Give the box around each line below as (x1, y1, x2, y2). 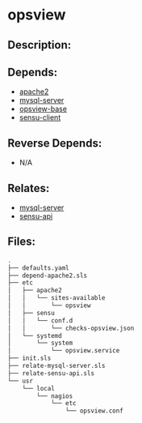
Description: (7, 38, 72, 52)
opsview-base (19, 104, 68, 114)
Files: (7, 235, 35, 249)
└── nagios (36, 391, 73, 400)
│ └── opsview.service (7, 347, 120, 355)
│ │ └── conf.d (7, 316, 73, 325)
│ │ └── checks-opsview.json (7, 324, 135, 332)
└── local (22, 384, 56, 392)
